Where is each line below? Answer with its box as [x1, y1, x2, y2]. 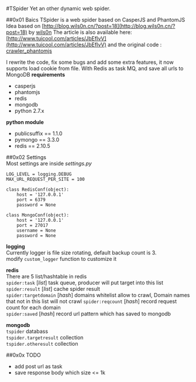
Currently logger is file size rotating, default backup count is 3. [6, 249, 157, 256]
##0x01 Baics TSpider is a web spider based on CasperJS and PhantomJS [6, 16, 185, 23]
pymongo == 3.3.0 [14, 136, 60, 143]
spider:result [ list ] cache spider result [6, 285, 101, 292]
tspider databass [6, 328, 49, 335]
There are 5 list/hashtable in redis [6, 273, 87, 280]
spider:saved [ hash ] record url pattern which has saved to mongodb [6, 310, 171, 317]
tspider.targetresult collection [6, 334, 84, 341]
